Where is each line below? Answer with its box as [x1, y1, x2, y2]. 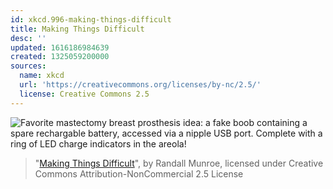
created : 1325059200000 [10, 52, 110, 62]
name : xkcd [19, 71, 65, 81]
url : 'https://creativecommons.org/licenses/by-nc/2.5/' [19, 80, 262, 90]
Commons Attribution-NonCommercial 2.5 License [34, 167, 244, 180]
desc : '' [10, 33, 47, 43]
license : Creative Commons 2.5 [19, 89, 150, 99]
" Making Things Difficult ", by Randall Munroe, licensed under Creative [34, 157, 324, 169]
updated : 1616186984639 [10, 42, 110, 53]
